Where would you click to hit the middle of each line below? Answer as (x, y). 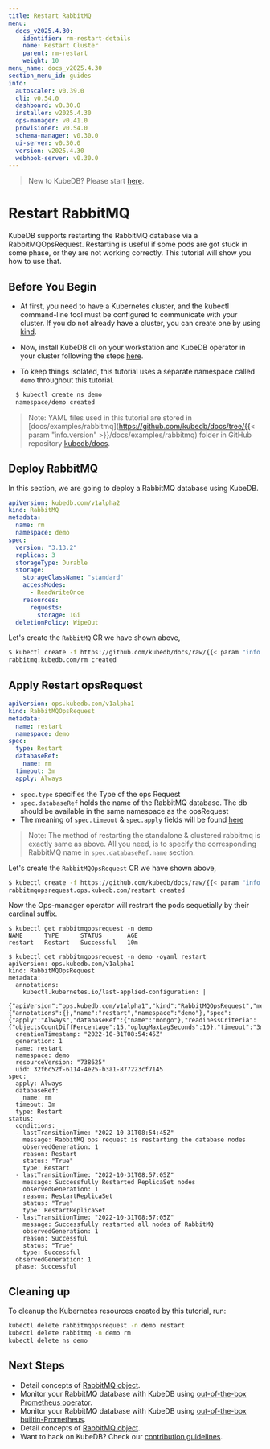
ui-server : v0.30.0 (48, 143)
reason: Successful (55, 1239)
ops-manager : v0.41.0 (52, 121)
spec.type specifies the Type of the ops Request (100, 794)
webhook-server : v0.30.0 (57, 158)
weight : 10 (41, 61)
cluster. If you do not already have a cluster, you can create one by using (140, 323)
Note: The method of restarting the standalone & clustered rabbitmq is (144, 835)
